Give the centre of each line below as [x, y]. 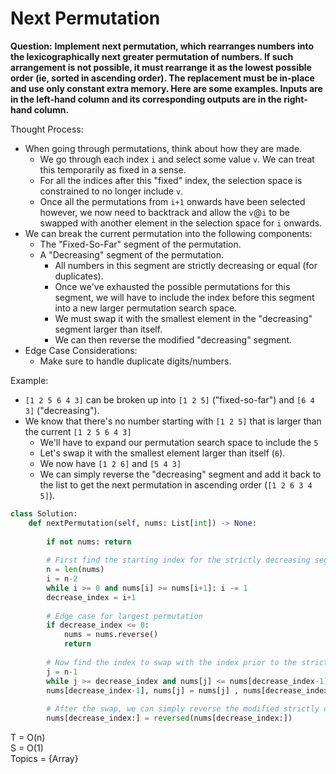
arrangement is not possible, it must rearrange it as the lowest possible [161, 67]
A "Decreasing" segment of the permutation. [132, 254]
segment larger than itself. [108, 329]
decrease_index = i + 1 [91, 597]
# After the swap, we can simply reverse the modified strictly [183, 709]
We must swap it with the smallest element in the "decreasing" [183, 318]
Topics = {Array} [44, 759]
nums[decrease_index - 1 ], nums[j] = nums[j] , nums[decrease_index [187, 690]
